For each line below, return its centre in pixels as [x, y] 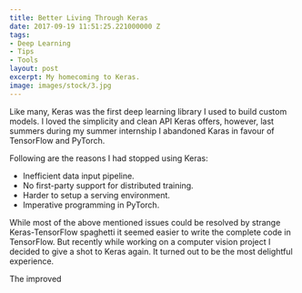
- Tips [22, 52]
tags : [20, 35]
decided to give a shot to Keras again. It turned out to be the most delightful [151, 251]
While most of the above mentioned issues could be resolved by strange [145, 222]
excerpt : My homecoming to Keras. [75, 77]
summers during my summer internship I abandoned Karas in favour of [142, 131]
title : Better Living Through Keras [79, 18]
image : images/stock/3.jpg [60, 86]
